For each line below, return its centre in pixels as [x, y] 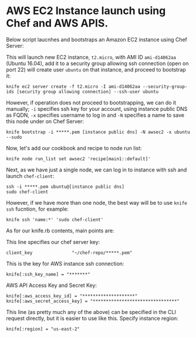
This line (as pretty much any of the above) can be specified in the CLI [91, 312]
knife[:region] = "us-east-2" [43, 329]
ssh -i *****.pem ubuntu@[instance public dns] [65, 187]
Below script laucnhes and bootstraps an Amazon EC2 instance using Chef [97, 39]
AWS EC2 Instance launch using [86, 11]
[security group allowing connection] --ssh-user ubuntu [88, 92]
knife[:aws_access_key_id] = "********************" [72, 296]
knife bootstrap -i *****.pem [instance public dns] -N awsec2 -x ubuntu [98, 132]
